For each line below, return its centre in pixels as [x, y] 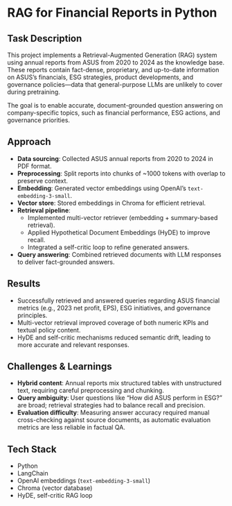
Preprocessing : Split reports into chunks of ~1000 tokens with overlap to [121, 173]
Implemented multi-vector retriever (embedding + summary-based [123, 217]
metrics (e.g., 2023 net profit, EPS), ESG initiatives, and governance [114, 307]
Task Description [45, 39]
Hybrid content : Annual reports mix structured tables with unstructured [119, 383]
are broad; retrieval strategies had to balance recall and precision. [111, 405]
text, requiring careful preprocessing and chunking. [90, 391]
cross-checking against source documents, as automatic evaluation [114, 420]
